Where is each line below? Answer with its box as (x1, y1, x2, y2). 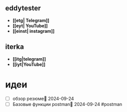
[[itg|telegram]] (12, 56, 46, 62)
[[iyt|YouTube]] (12, 61, 46, 67)
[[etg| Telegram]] (12, 17, 49, 23)
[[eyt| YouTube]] (12, 23, 48, 29)
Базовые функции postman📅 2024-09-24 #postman (12, 101, 122, 107)
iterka (5, 43, 24, 51)
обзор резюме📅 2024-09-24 (12, 95, 74, 101)
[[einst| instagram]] (12, 28, 55, 34)
